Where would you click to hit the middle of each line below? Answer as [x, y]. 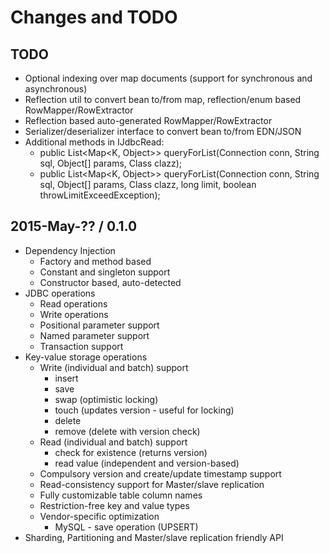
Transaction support [81, 346]
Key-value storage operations [86, 357]
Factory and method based [95, 261]
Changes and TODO [94, 17]
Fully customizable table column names [121, 495]
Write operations [74, 314]
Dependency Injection [70, 250]
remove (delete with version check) [127, 431]
